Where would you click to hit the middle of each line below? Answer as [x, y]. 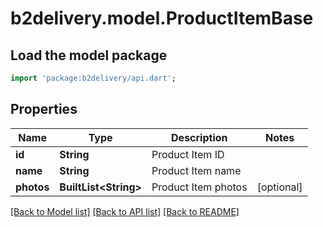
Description [199, 137]
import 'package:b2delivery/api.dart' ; [93, 78]
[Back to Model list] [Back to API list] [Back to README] [125, 211]
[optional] [279, 187]
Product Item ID [188, 154]
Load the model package [89, 55]
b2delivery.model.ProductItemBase [162, 18]
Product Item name [196, 170]
